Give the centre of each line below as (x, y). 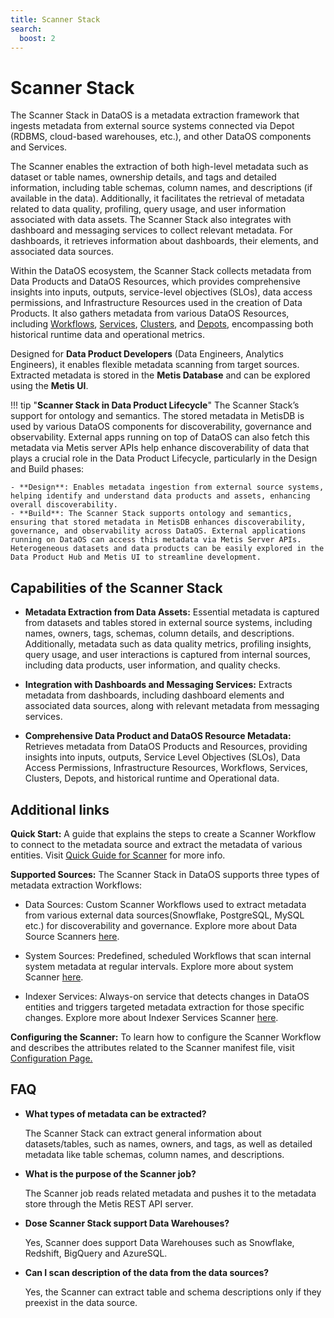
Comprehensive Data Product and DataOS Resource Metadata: (158, 736)
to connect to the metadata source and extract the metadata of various (156, 844)
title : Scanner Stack (55, 19)
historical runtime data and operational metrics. (108, 335)
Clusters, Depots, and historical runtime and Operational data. (152, 778)
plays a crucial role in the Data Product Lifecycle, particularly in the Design (164, 458)
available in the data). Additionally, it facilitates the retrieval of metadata (157, 198)
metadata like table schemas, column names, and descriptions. (154, 1154)
